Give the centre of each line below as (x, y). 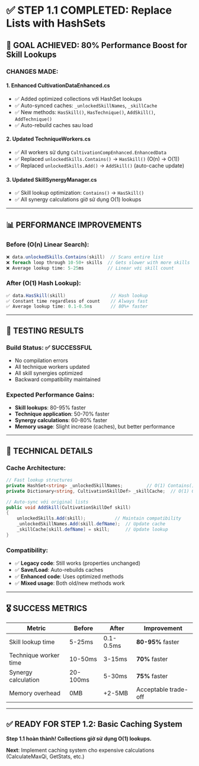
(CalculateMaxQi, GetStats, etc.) (45, 756)
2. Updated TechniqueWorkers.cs (48, 139)
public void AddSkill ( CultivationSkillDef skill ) (69, 507)
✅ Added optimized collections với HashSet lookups (78, 99)
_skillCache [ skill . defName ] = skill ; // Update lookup (92, 530)
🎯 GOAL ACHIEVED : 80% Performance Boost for (97, 45)
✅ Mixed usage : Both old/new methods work (70, 583)
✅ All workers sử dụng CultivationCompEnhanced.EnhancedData (91, 152)
